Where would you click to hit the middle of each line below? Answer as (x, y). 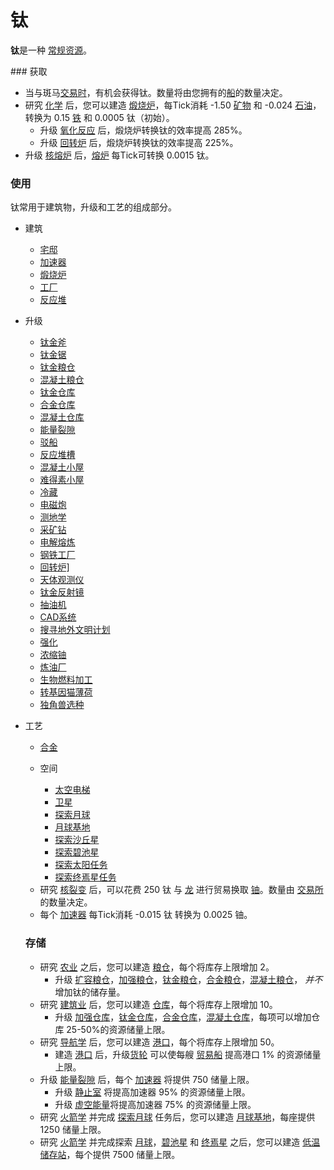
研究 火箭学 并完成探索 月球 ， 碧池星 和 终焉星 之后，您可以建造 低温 (180, 1142)
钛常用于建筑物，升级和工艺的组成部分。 (93, 207)
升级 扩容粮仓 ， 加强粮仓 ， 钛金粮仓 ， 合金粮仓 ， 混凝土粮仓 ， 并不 (188, 979)
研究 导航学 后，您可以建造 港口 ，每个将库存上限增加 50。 (159, 1042)
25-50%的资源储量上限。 (118, 1029)
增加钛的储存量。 (90, 992)
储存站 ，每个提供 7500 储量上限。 (110, 1154)
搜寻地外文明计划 (75, 630)
